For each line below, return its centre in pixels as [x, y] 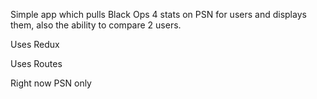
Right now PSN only [51, 83]
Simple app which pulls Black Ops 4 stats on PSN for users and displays [158, 14]
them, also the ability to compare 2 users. [96, 25]
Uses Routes [36, 63]
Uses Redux [35, 44]
